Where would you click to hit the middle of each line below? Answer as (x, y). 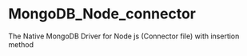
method (21, 44)
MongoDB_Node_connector (102, 14)
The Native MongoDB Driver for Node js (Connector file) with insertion (124, 36)
